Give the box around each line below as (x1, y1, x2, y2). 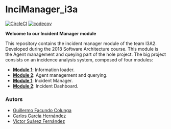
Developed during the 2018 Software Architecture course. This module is (5, 46, 159, 52)
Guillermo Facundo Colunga (12, 107, 72, 114)
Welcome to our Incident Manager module (5, 30, 96, 36)
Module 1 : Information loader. (12, 67, 75, 73)
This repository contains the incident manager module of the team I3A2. (5, 40, 157, 47)
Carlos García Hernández (12, 113, 66, 119)
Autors (5, 96, 23, 103)
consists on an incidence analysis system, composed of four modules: (5, 56, 153, 62)
